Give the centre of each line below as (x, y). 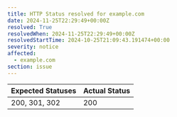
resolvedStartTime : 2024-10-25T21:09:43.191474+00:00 (89, 40)
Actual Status (106, 91)
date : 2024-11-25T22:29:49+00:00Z (59, 21)
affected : (22, 54)
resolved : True (30, 27)
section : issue (30, 67)
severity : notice (33, 47)
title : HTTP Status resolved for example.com (76, 14)
